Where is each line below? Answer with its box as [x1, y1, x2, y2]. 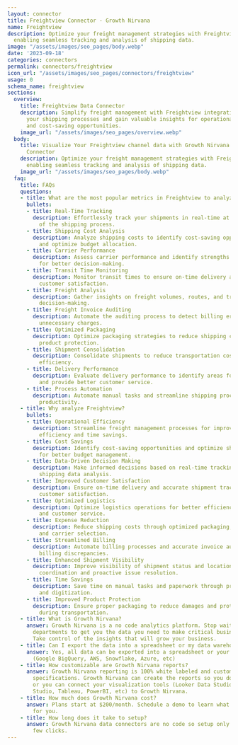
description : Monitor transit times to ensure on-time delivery [33, 273, 227, 280]
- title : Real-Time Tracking [25, 208, 113, 215]
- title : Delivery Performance [25, 366, 119, 373]
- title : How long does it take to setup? [20, 714, 147, 722]
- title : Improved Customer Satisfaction [25, 478, 151, 485]
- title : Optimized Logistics [25, 497, 115, 504]
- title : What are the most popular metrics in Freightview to [20, 195, 211, 202]
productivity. [38, 398, 81, 405]
